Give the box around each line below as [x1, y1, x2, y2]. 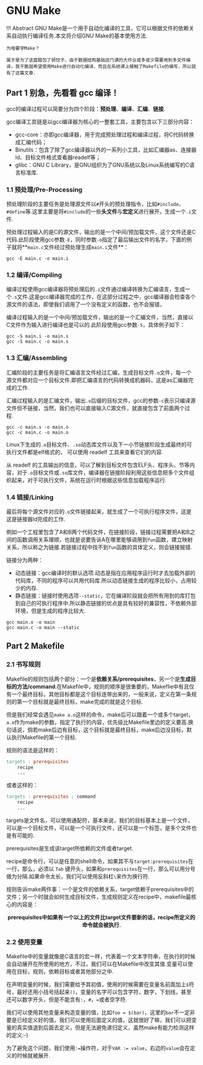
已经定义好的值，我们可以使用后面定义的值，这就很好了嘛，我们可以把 [16, 1017, 192, 1024]
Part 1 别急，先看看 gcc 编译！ [6, 88, 120, 98]
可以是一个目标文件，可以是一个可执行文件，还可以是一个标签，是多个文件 [6, 824, 192, 831]
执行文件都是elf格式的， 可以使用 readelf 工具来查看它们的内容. [6, 448, 164, 455]
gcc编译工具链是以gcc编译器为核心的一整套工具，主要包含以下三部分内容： [6, 118, 195, 125]
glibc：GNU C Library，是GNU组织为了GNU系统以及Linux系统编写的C [14, 161, 190, 169]
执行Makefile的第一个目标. [11, 733, 77, 741]
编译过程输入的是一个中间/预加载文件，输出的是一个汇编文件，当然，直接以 [6, 313, 194, 321]
